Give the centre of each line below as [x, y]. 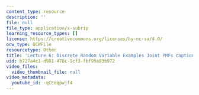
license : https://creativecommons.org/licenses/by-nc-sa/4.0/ [84, 39]
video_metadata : [26, 77]
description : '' [26, 17]
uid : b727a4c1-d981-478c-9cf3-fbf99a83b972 [61, 61]
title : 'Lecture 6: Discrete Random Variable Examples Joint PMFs [90, 55]
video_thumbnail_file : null [46, 72]
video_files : [22, 66]
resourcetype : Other [32, 50]
